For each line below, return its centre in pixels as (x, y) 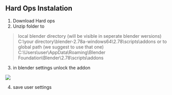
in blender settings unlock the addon (52, 67)
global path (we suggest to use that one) (61, 47)
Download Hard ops (34, 20)
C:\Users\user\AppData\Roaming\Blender (62, 52)
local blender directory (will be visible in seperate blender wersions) (90, 36)
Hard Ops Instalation (39, 8)
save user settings (32, 87)
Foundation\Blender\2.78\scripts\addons (61, 58)
